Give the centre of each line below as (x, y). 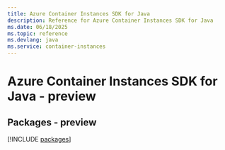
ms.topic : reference (38, 33)
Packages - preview (52, 122)
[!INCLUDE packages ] (39, 139)
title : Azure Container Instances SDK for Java (79, 14)
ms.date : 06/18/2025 (38, 27)
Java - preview (52, 96)
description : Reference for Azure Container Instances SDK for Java (110, 20)
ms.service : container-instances (57, 46)
